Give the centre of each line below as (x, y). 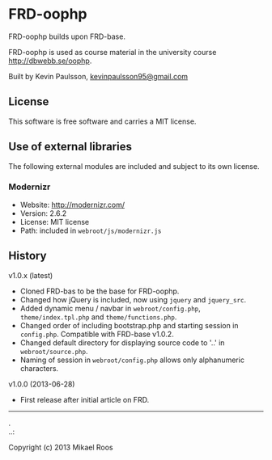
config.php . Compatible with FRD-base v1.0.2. (97, 334)
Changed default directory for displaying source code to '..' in (122, 342)
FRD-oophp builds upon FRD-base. (67, 36)
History (28, 256)
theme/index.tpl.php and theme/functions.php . (98, 317)
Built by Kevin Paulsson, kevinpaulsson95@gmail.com (98, 76)
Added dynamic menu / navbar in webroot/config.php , (110, 308)
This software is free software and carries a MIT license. (102, 121)
